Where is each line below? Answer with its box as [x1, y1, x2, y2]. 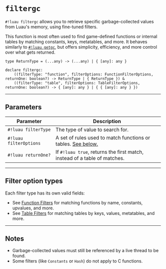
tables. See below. [55, 140, 98, 147]
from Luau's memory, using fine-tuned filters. [5, 24, 98, 30]
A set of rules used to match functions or [55, 134, 150, 141]
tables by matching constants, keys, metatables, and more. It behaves [5, 39, 147, 45]
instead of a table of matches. [55, 154, 125, 161]
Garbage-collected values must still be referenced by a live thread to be [12, 248, 159, 254]
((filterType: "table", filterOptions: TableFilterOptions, [14, 80, 140, 85]
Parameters [5, 103, 42, 112]
